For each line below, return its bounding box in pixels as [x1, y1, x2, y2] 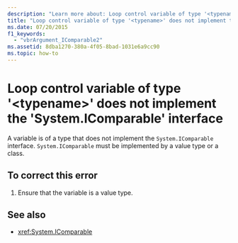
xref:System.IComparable [17, 227, 93, 236]
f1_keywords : [7, 30, 46, 38]
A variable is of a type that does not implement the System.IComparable [7, 134, 214, 142]
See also [7, 209, 46, 221]
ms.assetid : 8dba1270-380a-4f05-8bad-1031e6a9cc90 [7, 43, 160, 50]
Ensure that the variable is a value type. [17, 188, 133, 197]
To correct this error [7, 169, 98, 181]
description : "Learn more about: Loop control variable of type [7, 10, 201, 18]
